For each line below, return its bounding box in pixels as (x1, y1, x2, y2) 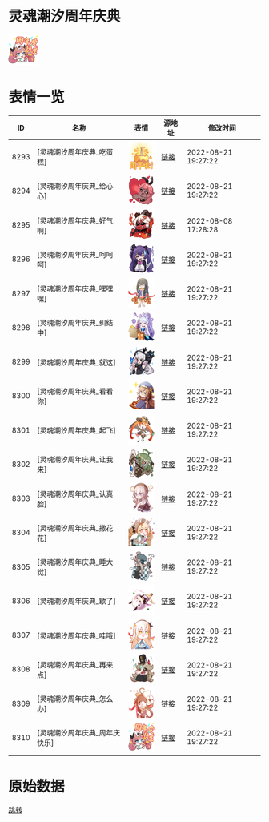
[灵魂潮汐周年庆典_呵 (37, 249, 106, 259)
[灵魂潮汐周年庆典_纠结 (37, 318, 114, 328)
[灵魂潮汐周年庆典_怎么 (37, 694, 114, 703)
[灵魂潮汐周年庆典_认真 (37, 489, 114, 498)
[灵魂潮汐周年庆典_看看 (37, 386, 114, 396)
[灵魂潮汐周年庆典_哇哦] (37, 631, 116, 640)
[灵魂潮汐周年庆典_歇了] (37, 596, 116, 606)
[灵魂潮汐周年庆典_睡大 (37, 558, 114, 567)
